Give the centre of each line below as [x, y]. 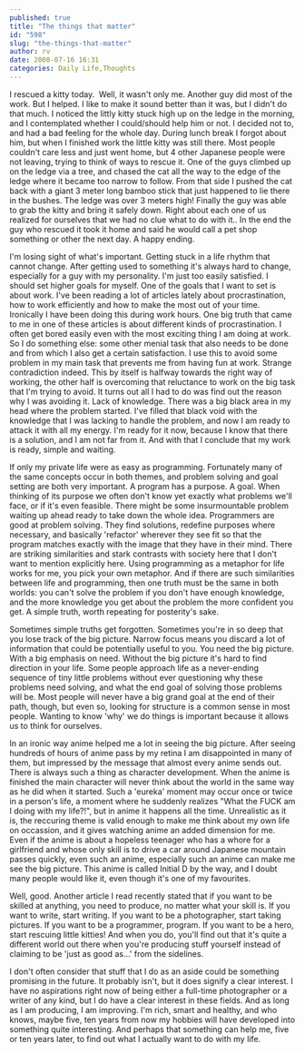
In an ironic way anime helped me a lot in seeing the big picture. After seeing [152, 743]
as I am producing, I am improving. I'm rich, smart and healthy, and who [143, 1009]
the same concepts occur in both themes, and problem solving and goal [144, 477]
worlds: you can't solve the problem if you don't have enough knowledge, [147, 592]
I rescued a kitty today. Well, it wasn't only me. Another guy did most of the [151, 94]
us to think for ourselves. [56, 725]
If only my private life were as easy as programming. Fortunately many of [146, 467]
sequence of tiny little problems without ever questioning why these [136, 677]
